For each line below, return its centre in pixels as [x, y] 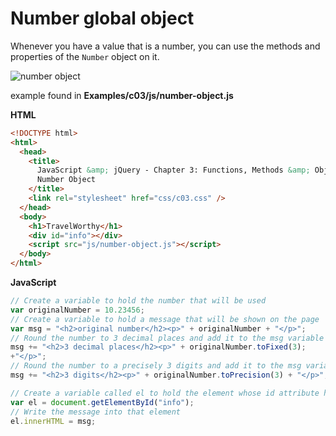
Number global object [102, 18]
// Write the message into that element [96, 412]
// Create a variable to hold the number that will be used [138, 301]
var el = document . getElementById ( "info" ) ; [102, 402]
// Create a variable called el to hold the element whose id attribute [165, 393]
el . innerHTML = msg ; [53, 421]
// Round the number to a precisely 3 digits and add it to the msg [156, 366]
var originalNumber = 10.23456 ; [77, 310]
